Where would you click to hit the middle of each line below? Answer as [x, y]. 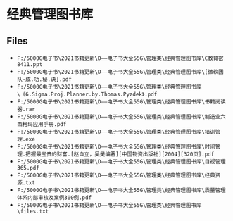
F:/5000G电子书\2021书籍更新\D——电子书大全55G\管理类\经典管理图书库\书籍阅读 [121, 102]
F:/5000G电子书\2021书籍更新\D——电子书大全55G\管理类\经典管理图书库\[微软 [118, 72]
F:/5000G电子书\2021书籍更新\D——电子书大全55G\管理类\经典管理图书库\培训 [116, 132]
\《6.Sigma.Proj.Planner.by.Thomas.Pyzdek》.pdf [87, 94]
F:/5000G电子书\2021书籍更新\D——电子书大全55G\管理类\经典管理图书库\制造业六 [121, 117]
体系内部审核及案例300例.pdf [54, 198]
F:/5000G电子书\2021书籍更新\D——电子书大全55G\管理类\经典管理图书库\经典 [116, 175]
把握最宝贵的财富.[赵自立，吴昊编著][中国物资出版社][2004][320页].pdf [120, 154]
